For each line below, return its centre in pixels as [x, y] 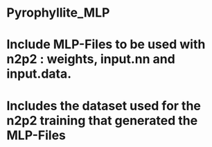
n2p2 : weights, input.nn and [91, 59]
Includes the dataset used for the [104, 106]
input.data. [39, 74]
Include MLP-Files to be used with [106, 45]
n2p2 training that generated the [102, 120]
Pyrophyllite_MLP [58, 13]
